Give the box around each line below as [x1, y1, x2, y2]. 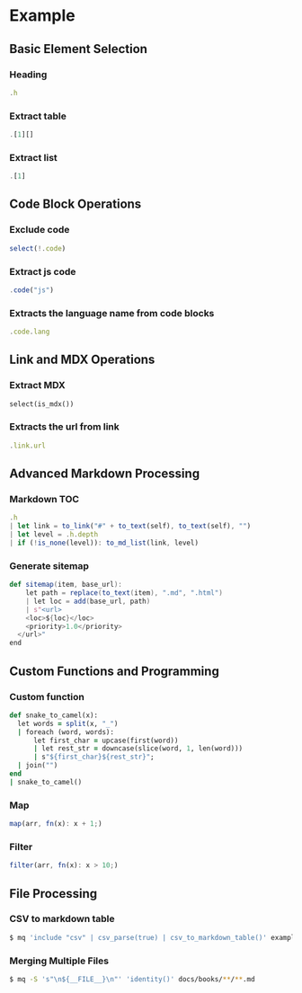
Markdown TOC [9, 493, 79, 506]
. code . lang [9, 327, 50, 337]
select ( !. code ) [9, 244, 67, 253]
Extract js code [9, 265, 76, 278]
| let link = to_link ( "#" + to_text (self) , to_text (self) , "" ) [9, 522, 252, 531]
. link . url [9, 441, 47, 450]
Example [9, 5, 75, 26]
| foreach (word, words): [17, 727, 115, 737]
